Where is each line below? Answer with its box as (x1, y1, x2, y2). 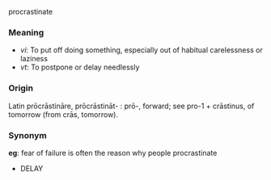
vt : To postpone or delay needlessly (19, 62, 140, 72)
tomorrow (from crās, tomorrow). (8, 109, 119, 119)
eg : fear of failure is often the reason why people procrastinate (8, 148, 218, 157)
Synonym (8, 129, 47, 140)
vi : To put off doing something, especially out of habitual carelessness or (19, 45, 263, 55)
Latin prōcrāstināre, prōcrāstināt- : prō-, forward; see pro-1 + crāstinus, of (8, 101, 255, 111)
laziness (19, 54, 49, 64)
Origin (8, 82, 34, 94)
